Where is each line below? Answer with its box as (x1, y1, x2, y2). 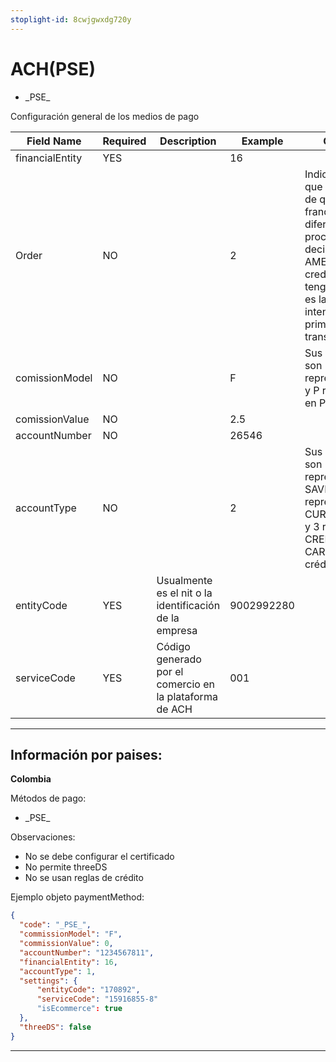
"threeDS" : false (19, 1022, 92, 1032)
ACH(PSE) (10, 57, 96, 80)
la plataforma (156, 689, 218, 703)
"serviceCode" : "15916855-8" (36, 994, 159, 1005)
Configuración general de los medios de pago (10, 110, 200, 122)
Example (241, 134, 284, 148)
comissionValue (15, 412, 90, 426)
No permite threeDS (24, 861, 108, 873)
